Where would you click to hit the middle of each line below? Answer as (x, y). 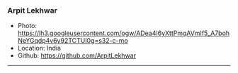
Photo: (27, 26)
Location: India (39, 48)
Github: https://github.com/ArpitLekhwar (77, 55)
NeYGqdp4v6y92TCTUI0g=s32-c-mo (73, 41)
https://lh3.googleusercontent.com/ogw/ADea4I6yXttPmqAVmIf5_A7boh (124, 33)
